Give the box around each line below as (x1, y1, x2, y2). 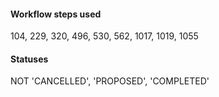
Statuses (10, 53, 49, 65)
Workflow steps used (10, 8, 102, 20)
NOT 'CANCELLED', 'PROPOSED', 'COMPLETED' (10, 75, 210, 87)
